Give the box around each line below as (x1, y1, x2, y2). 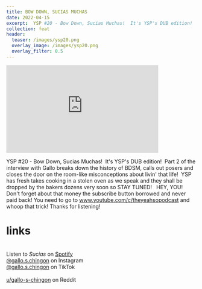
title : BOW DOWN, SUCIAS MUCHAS (6, 8, 87, 15)
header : (6, 31, 26, 37)
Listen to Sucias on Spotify (6, 250, 74, 258)
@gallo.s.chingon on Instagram (6, 256, 84, 264)
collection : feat (6, 25, 50, 32)
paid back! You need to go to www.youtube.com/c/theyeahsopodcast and (6, 196, 190, 203)
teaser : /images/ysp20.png (11, 37, 80, 43)
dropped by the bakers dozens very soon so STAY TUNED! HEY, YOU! (6, 183, 183, 190)
